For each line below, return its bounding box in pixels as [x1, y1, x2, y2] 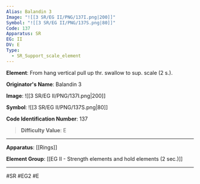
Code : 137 [6, 25, 31, 31]
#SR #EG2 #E [6, 172, 40, 179]
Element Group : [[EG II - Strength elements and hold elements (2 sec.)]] [6, 155, 183, 162]
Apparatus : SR [6, 31, 42, 37]
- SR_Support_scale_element [11, 53, 82, 59]
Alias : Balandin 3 [6, 8, 52, 15]
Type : [6, 47, 20, 53]
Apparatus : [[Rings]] [6, 144, 58, 151]
